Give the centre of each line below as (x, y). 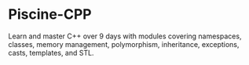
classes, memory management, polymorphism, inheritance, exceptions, (124, 44)
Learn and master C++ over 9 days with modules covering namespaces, (125, 36)
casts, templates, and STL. (51, 52)
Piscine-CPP (50, 14)
